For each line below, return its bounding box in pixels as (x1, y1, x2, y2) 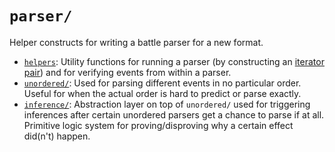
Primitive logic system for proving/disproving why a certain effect (23, 119, 294, 131)
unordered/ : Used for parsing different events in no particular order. (23, 77, 302, 89)
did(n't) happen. (23, 130, 91, 142)
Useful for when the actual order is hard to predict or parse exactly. (23, 87, 302, 99)
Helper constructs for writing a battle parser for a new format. (9, 36, 264, 48)
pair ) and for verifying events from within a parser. (23, 66, 232, 78)
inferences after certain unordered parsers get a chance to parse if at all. (23, 108, 325, 121)
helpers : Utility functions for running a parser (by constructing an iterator (23, 55, 325, 67)
